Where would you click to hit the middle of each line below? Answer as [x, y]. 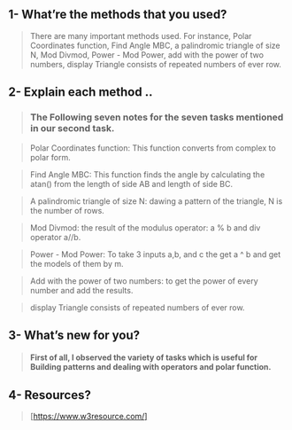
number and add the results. [81, 290]
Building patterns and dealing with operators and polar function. [150, 367]
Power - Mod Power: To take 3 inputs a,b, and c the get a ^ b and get [155, 254]
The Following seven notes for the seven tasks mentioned [157, 117]
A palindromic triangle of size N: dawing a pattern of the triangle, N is [156, 201]
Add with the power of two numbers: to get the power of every [144, 281]
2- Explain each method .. [81, 92]
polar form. [50, 157]
